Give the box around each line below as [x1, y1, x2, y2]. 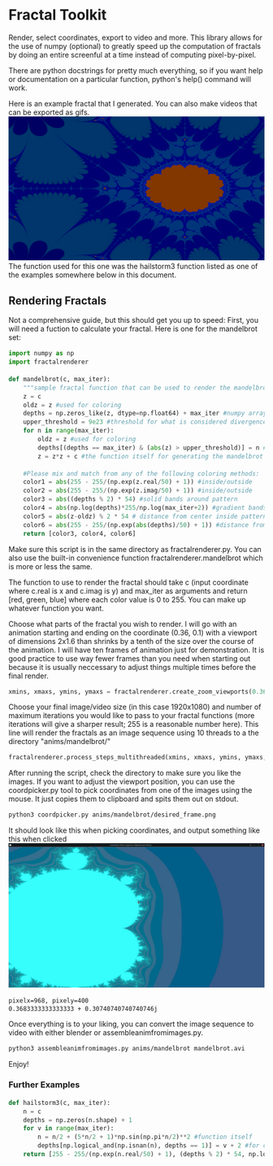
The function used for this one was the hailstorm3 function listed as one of [8, 262, 258, 272]
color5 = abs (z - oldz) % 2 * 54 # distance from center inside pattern [23, 512, 267, 520]
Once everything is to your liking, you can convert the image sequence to [8, 1019, 254, 1029]
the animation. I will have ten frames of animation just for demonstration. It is [8, 645, 265, 655]
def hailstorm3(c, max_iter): [8, 1099, 111, 1107]
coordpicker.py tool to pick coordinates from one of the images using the [8, 785, 253, 795]
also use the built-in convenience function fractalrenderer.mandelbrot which [8, 553, 264, 563]
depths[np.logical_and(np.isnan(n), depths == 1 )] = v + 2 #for [37, 1142, 260, 1150]
